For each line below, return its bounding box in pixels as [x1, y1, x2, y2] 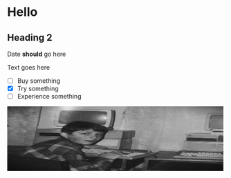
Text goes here [7, 63, 50, 71]
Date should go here [7, 50, 66, 58]
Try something [17, 84, 59, 93]
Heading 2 [7, 32, 53, 43]
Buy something [17, 77, 61, 85]
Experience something [17, 92, 82, 101]
